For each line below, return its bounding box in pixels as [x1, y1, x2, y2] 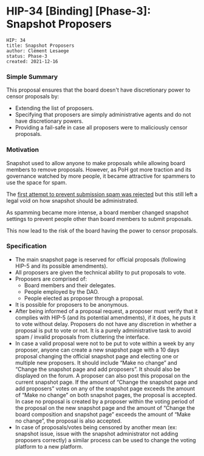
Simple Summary [6, 72, 58, 81]
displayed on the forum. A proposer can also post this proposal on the [15, 372, 190, 379]
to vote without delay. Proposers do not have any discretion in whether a [15, 320, 197, 327]
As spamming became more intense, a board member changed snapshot [6, 208, 189, 216]
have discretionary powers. [15, 117, 84, 125]
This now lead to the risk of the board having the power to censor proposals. [6, 226, 198, 234]
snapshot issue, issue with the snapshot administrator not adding [15, 430, 178, 437]
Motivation [6, 146, 39, 154]
